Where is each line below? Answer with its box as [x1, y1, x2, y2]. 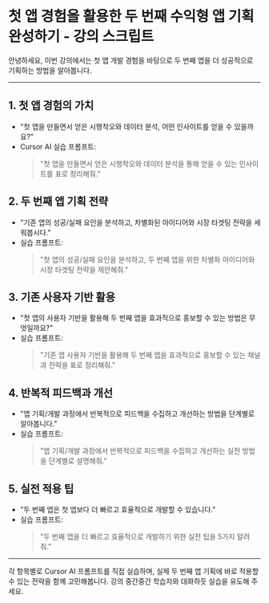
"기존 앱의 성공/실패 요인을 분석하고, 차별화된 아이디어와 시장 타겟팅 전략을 [19, 218, 252, 227]
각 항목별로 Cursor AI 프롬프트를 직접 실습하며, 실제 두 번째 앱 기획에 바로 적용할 [8, 567, 259, 576]
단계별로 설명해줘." [48, 456, 107, 466]
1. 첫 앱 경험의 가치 [8, 99, 94, 112]
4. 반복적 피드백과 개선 [8, 386, 114, 400]
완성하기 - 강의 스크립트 [8, 27, 155, 46]
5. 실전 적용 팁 [8, 482, 74, 495]
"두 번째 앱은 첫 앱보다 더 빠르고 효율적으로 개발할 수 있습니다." [19, 505, 216, 514]
